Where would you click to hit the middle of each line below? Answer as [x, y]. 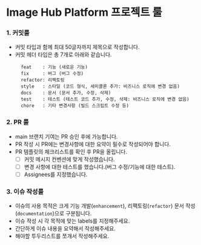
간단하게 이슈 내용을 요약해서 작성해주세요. [65, 229]
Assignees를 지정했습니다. [56, 174]
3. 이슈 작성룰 [25, 191]
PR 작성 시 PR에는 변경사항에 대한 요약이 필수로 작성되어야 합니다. [93, 144]
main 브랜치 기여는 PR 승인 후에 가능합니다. [66, 136]
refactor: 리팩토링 [43, 80]
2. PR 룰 [18, 122]
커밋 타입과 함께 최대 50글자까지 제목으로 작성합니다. [77, 47]
